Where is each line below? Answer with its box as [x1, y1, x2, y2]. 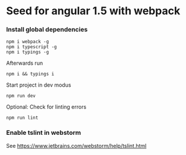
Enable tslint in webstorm [6, 129, 81, 137]
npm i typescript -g [6, 44, 58, 50]
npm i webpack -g [6, 39, 49, 45]
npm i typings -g [6, 49, 49, 55]
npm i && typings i [6, 71, 55, 77]
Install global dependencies [6, 26, 88, 34]
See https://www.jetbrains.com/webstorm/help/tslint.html [6, 142, 147, 149]
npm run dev [6, 93, 36, 99]
